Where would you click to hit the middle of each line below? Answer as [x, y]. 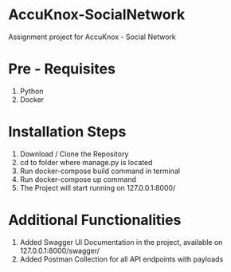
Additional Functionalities [95, 220]
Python [31, 91]
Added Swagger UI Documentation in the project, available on [121, 242]
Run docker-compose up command [78, 179]
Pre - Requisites [62, 69]
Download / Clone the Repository [74, 154]
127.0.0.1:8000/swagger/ [60, 250]
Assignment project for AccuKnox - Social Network [92, 37]
